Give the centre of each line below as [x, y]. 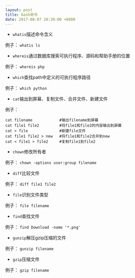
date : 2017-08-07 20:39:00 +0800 [40, 19]
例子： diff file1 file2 [31, 184]
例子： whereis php [25, 67]
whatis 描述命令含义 [32, 34]
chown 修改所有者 [29, 152]
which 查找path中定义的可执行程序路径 [52, 77]
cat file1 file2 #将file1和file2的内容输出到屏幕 [63, 126]
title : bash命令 [21, 15]
